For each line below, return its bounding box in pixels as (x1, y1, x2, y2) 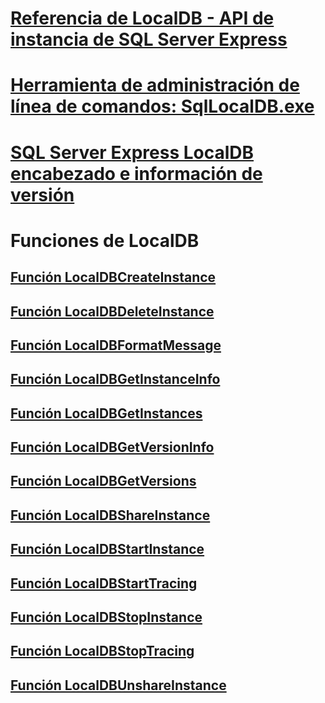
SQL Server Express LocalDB (10, 141, 255, 164)
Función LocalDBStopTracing (10, 643, 195, 660)
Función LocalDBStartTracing (10, 575, 198, 592)
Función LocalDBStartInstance (10, 541, 205, 558)
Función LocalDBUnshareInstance (10, 677, 227, 694)
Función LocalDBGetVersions (10, 473, 197, 490)
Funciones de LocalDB (10, 229, 200, 252)
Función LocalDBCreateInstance (10, 269, 217, 286)
